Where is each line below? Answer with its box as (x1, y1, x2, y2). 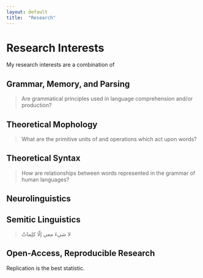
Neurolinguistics (6, 194, 72, 204)
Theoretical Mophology (6, 119, 98, 130)
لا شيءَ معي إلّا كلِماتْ (21, 230, 72, 238)
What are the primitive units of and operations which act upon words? (21, 136, 197, 143)
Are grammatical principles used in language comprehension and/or (21, 95, 193, 103)
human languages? (21, 175, 70, 183)
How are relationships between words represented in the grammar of (21, 169, 196, 177)
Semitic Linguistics (6, 214, 81, 225)
